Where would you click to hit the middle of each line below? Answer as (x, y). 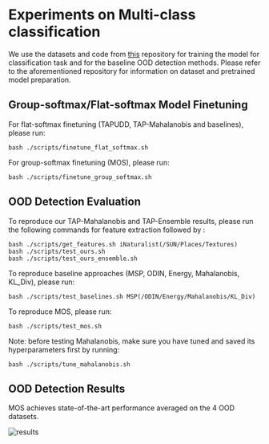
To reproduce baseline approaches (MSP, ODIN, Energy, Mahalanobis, (124, 273)
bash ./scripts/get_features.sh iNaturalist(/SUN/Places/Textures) (123, 244)
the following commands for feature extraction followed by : (107, 230)
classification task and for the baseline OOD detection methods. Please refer (134, 63)
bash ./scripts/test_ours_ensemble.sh (73, 259)
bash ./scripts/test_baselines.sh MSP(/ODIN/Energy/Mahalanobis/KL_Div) (132, 296)
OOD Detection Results (67, 388)
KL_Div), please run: (42, 282)
